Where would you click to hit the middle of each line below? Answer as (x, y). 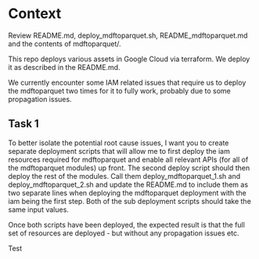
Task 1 (23, 124)
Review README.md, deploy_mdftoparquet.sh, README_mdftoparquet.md (128, 35)
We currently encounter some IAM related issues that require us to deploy (127, 82)
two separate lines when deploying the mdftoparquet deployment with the (127, 192)
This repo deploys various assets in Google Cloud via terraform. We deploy (129, 59)
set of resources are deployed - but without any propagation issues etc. (124, 233)
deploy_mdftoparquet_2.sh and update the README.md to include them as (128, 184)
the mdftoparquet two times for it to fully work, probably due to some (119, 90)
